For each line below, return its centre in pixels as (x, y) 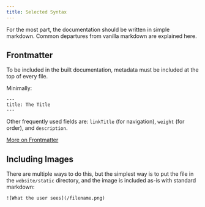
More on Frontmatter (32, 140)
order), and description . (37, 128)
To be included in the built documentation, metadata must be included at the (102, 70)
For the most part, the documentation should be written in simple (88, 29)
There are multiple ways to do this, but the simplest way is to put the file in (100, 174)
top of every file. (27, 77)
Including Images (40, 159)
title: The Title (28, 105)
